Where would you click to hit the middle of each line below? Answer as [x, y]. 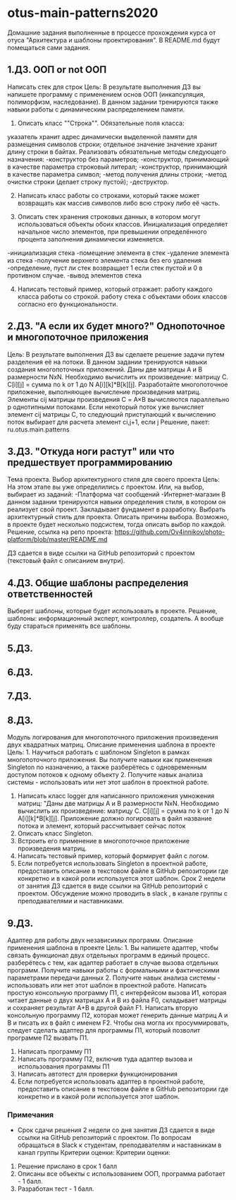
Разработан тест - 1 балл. [56, 1189]
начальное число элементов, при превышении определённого [112, 232]
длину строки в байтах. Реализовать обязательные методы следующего [117, 152]
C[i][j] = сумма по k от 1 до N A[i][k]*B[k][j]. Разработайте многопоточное [118, 384]
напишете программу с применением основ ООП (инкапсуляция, [106, 94]
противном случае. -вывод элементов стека [75, 275]
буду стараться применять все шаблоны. [70, 626]
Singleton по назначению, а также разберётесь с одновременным [107, 767]
